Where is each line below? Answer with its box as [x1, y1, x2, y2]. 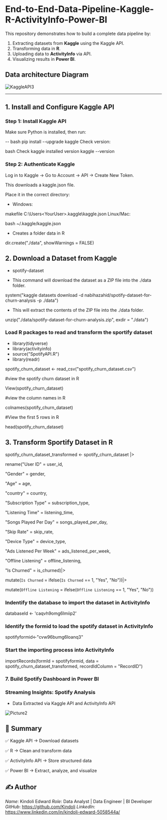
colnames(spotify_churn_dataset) [5, 405, 74, 410]
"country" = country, [5, 490, 48, 496]
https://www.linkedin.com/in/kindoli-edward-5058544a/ [5, 809, 120, 815]
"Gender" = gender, [5, 471, 46, 477]
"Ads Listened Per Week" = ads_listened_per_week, [5, 548, 111, 554]
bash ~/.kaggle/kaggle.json [5, 220, 61, 226]
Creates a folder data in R [12, 230, 65, 236]
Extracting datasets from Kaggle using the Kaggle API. [12, 40, 124, 46]
